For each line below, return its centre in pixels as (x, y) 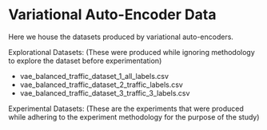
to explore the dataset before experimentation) (85, 61)
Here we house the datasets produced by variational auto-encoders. (121, 37)
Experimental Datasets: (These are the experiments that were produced (126, 108)
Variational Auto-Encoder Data (112, 15)
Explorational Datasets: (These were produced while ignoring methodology (132, 52)
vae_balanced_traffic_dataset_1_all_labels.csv (94, 76)
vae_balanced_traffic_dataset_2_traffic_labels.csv (102, 85)
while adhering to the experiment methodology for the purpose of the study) (134, 116)
